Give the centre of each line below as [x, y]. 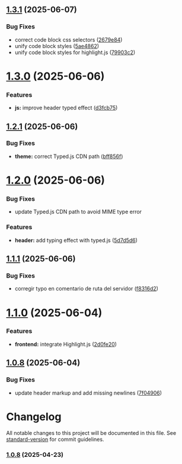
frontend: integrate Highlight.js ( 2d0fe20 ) [66, 344]
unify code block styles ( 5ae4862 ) [57, 46]
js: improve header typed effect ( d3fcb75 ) [66, 108]
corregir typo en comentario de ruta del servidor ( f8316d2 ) [87, 289]
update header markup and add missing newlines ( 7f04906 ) [88, 393]
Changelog [34, 417]
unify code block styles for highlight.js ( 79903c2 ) [75, 52]
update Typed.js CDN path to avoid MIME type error [78, 212]
